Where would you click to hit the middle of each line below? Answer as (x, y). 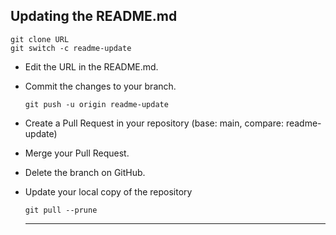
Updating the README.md (94, 16)
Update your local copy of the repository (108, 191)
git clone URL (40, 39)
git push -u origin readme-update (96, 104)
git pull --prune (61, 210)
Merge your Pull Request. (77, 153)
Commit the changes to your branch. (100, 86)
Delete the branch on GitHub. (85, 172)
